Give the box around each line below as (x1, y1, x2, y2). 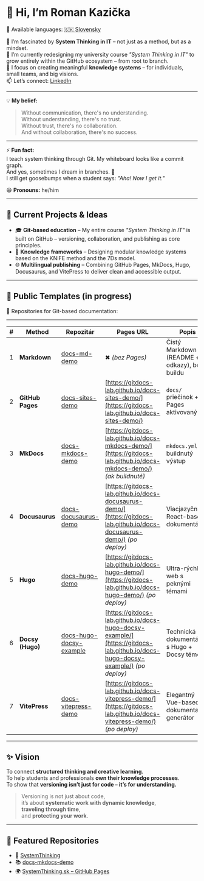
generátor (166, 713, 195, 721)
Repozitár (66, 327, 95, 336)
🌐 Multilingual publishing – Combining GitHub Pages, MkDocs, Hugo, (15, 261, 191, 268)
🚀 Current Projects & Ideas (6, 210, 108, 220)
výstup (166, 456, 186, 465)
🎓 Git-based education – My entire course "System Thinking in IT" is (15, 226, 191, 233)
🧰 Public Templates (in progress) (6, 291, 132, 302)
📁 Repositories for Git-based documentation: (6, 307, 118, 314)
